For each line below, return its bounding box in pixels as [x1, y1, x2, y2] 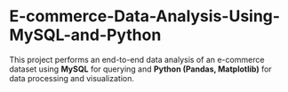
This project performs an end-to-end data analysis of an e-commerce [9, 54, 265, 65]
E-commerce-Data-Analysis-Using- [9, 6, 281, 27]
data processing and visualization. [9, 73, 135, 83]
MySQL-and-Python [9, 25, 162, 45]
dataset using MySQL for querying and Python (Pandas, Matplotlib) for [9, 64, 273, 74]
